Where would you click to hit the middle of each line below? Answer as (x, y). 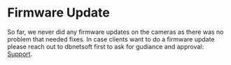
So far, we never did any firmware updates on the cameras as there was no (115, 32)
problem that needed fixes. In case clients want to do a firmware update (111, 39)
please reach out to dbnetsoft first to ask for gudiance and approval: (106, 46)
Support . (20, 54)
